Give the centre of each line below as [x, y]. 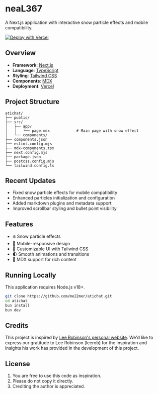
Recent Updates [31, 180]
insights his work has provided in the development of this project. [72, 348]
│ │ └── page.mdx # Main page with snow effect [72, 131]
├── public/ [17, 117]
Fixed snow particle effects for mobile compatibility [65, 193]
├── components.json [27, 139]
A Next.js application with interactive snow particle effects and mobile [77, 22]
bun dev [13, 310]
